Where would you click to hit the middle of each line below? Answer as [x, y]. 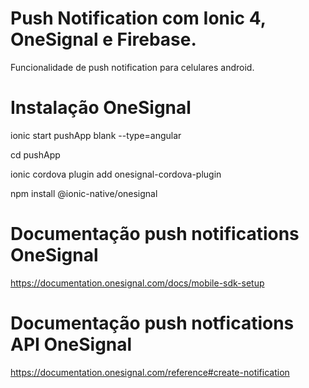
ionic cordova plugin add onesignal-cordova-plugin [116, 174]
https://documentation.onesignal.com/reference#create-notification [150, 372]
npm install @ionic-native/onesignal [84, 193]
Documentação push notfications [152, 323]
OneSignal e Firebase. [103, 39]
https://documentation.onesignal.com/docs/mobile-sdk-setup [137, 283]
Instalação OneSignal [101, 108]
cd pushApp [35, 154]
